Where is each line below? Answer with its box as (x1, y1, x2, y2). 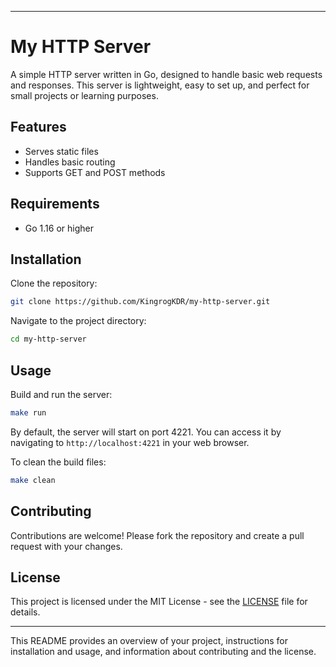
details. (10, 606, 41, 618)
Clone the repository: (10, 277, 98, 290)
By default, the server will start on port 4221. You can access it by (10, 426, 282, 438)
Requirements (10, 196, 100, 213)
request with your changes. (10, 540, 123, 552)
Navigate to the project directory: (10, 315, 147, 327)
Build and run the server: (10, 388, 113, 400)
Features (10, 119, 67, 136)
